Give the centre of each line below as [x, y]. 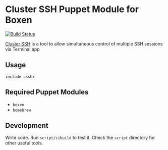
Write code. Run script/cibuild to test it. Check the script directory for [80, 138]
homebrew [22, 110]
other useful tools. [24, 143]
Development [27, 126]
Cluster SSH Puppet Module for [72, 9]
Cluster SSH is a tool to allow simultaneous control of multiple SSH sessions [84, 43]
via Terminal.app [22, 49]
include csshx [20, 77]
